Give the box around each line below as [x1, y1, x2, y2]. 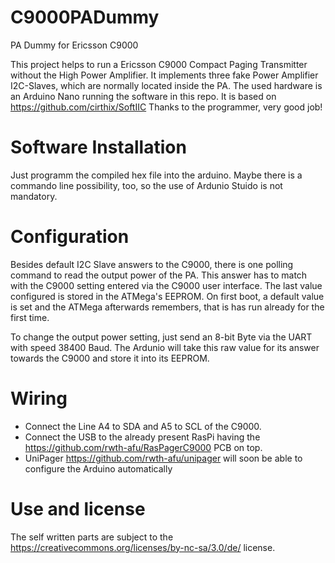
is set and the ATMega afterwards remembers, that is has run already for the [10, 301, 325, 313]
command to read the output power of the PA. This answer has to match [10, 269, 308, 281]
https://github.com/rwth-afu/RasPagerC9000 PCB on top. [24, 441, 263, 453]
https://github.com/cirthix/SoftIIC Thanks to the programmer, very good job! [10, 101, 323, 113]
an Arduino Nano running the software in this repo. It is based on [10, 90, 277, 102]
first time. [10, 311, 50, 323]
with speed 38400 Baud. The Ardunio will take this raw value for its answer [10, 341, 320, 353]
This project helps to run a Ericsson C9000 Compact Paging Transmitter [10, 58, 308, 70]
